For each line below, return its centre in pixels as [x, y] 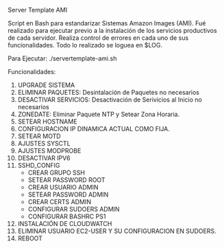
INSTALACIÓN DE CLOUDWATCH [65, 224]
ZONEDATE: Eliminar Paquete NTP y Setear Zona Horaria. [99, 114]
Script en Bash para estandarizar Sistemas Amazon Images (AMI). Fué [107, 23]
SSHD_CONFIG [39, 165]
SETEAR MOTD [39, 136]
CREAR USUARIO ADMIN [63, 187]
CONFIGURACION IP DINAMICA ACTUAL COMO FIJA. [94, 129]
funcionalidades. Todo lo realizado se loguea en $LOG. [85, 45]
